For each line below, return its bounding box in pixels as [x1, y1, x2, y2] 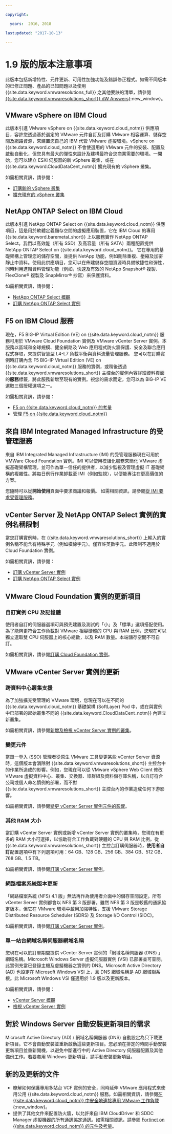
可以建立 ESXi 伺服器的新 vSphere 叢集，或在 [18, 157, 114, 163]
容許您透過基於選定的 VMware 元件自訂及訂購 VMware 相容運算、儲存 [14, 132, 162, 138]
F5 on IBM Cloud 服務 [5, 317, 74, 326]
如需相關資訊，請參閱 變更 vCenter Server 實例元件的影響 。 [5, 803, 130, 809]
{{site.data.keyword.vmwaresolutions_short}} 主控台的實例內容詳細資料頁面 [5, 370, 165, 376]
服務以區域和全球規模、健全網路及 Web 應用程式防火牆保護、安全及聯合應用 [5, 344, 165, 350]
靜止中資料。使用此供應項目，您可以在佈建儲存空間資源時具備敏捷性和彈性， [5, 259, 167, 265]
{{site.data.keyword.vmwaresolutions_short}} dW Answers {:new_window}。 [5, 96, 166, 102]
